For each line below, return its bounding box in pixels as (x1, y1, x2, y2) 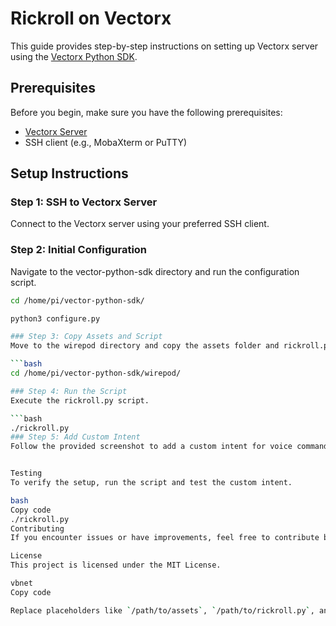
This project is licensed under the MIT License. (10, 560, 222, 571)
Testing (10, 468, 43, 479)
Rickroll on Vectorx (10, 7, 172, 30)
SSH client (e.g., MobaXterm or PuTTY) (24, 136, 188, 148)
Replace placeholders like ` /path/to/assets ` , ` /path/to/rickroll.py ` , (10, 605, 315, 616)
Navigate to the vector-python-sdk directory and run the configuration (10, 265, 300, 277)
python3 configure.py (10, 313, 101, 324)
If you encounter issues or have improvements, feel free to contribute (10, 533, 320, 543)
